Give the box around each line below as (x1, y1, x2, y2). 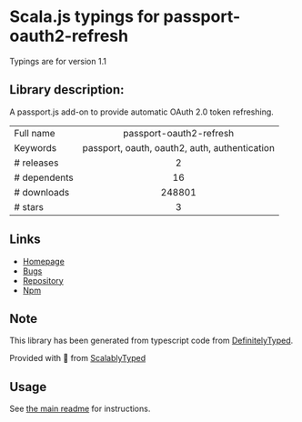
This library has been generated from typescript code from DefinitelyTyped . (9, 335, 294, 347)
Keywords (14, 141, 57, 154)
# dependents (14, 171, 75, 184)
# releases (14, 156, 59, 169)
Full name (14, 126, 56, 139)
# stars (14, 200, 44, 213)
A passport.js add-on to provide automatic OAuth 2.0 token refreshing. (9, 106, 275, 117)
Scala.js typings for (9, 6, 160, 27)
